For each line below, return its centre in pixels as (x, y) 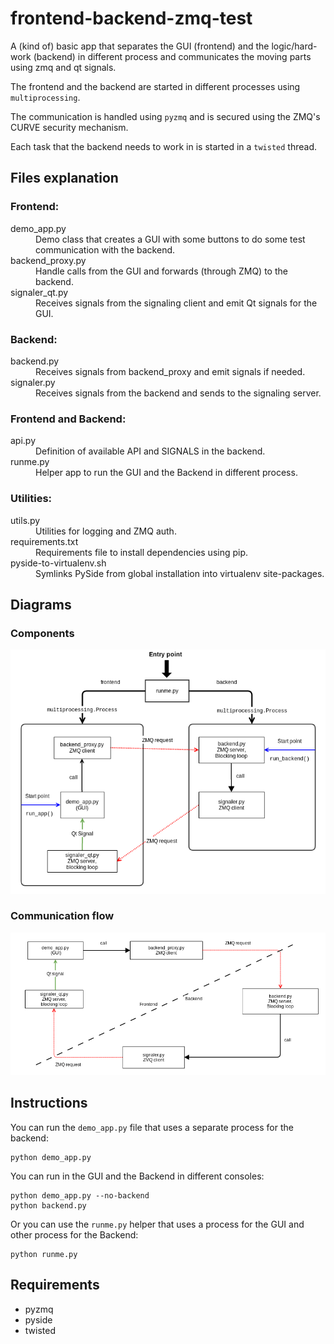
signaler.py (33, 382)
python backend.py (48, 1205)
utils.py (25, 520)
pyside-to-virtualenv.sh (58, 563)
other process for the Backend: (74, 1234)
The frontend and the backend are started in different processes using (155, 86)
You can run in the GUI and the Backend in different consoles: (137, 1176)
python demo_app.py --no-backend (80, 1195)
